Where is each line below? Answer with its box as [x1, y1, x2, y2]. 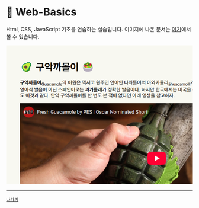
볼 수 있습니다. [6, 33, 40, 40]
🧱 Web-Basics [6, 5, 77, 19]
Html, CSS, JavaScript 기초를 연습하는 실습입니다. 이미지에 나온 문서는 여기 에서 [6, 25, 191, 33]
